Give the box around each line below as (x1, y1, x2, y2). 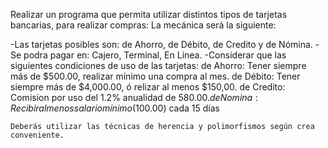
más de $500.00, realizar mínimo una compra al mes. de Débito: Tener (10, 70, 301, 82)
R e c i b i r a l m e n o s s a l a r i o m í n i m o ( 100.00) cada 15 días (10, 102, 220, 114)
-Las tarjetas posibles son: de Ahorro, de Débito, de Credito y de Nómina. (10, 39, 313, 50)
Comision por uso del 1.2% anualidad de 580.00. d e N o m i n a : (10, 92, 258, 103)
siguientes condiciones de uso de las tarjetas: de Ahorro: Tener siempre (10, 60, 307, 71)
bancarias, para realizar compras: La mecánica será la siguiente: (10, 19, 277, 31)
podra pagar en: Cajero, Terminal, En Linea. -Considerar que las (23, 49, 287, 61)
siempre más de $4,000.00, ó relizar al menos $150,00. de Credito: (10, 81, 286, 93)
